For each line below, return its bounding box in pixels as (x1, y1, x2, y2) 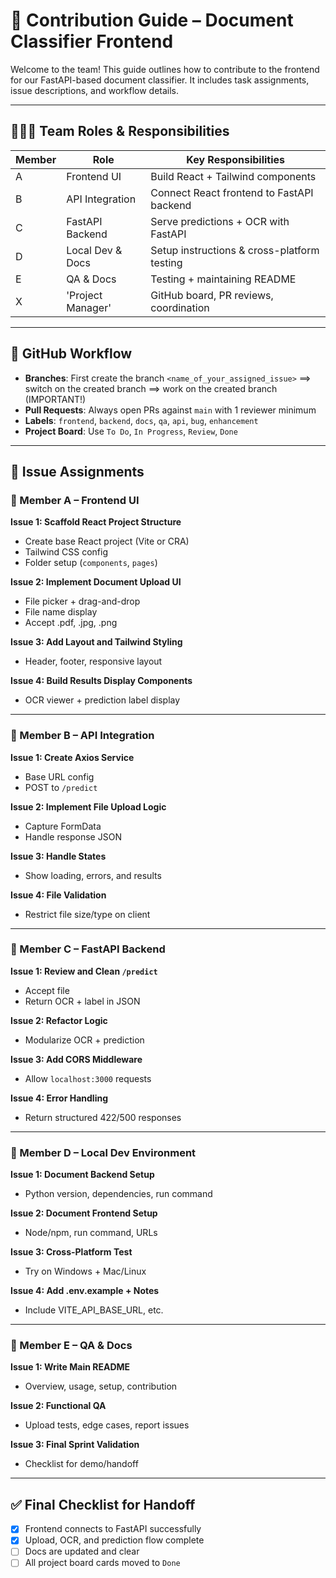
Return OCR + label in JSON (24, 995, 141, 1007)
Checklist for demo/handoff (24, 1458, 139, 1470)
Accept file (24, 984, 70, 996)
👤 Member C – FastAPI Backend (10, 942, 166, 956)
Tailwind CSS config (24, 546, 109, 558)
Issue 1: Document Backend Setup (10, 1169, 155, 1181)
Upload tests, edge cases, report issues (24, 1419, 190, 1431)
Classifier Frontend (10, 30, 174, 53)
